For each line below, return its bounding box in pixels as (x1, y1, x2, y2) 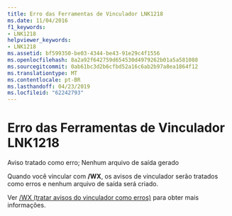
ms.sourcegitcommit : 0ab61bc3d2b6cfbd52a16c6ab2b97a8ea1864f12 (7, 63, 199, 70)
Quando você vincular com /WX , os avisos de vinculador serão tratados (7, 172, 219, 181)
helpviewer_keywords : (7, 37, 72, 44)
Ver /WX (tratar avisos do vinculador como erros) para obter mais (7, 193, 199, 202)
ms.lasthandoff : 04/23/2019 (7, 83, 91, 90)
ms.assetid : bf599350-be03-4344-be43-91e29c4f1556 (7, 50, 160, 57)
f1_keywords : (7, 23, 46, 30)
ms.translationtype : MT (7, 69, 78, 76)
